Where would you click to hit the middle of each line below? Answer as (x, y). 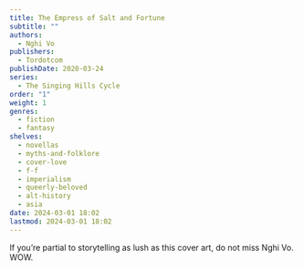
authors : (26, 35)
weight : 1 (28, 103)
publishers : (32, 52)
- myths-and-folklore (59, 153)
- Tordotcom (41, 60)
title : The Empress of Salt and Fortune (88, 18)
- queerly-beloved (53, 188)
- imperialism (44, 179)
